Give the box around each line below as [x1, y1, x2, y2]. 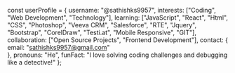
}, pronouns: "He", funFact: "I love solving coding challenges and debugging [7, 51, 228, 59]
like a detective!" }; [7, 58, 62, 66]
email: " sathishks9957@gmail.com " [7, 44, 110, 51]
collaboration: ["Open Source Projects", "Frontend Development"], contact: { [7, 36, 229, 44]
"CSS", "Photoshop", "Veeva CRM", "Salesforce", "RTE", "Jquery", [7, 21, 197, 29]
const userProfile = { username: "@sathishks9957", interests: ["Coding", [7, 6, 216, 14]
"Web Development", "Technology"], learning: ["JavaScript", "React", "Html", [7, 13, 229, 22]
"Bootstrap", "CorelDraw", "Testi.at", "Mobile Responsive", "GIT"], [7, 28, 197, 36]
